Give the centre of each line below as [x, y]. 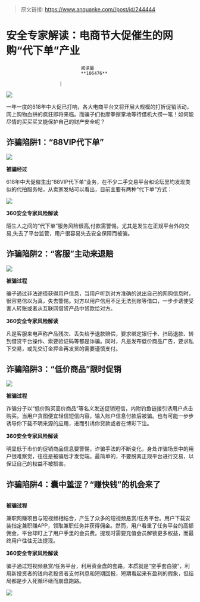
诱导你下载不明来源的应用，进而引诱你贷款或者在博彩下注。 [79, 423]
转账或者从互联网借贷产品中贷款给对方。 [66, 308]
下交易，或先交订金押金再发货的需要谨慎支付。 [63, 348]
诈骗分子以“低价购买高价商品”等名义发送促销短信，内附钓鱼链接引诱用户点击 [100, 408]
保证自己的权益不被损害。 [37, 464]
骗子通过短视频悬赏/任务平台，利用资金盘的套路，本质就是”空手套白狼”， [96, 566]
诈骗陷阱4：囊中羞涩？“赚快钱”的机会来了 [83, 484]
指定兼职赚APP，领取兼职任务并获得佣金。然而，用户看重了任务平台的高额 [102, 526]
